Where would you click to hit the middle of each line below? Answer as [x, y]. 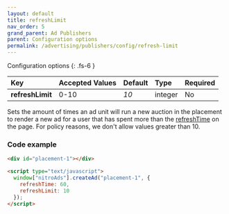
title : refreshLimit [37, 20]
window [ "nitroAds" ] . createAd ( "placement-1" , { [82, 178]
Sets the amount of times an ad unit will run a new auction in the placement [114, 112]
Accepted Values [87, 83]
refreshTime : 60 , [45, 184]
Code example [32, 145]
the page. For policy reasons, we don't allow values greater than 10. [104, 126]
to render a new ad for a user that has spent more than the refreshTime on [113, 119]
